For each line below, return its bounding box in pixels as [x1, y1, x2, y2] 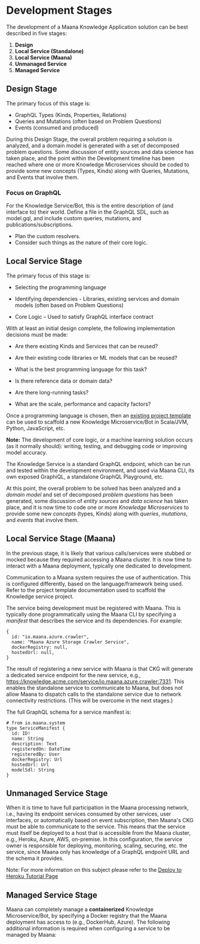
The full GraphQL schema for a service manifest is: [6, 708, 131, 715]
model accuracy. [6, 449, 47, 456]
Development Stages [6, 4, 112, 17]
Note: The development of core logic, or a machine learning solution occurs [6, 436, 193, 443]
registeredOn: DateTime [11, 746, 70, 752]
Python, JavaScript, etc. [6, 424, 66, 431]
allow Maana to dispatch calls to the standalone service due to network [6, 690, 181, 698]
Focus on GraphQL [6, 189, 61, 197]
